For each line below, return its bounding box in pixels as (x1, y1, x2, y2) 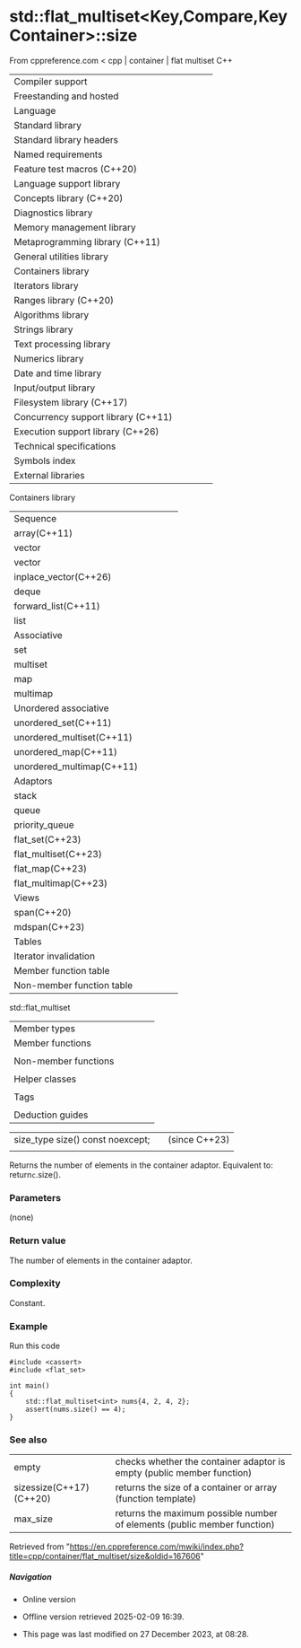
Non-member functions (13, 1055, 115, 1067)
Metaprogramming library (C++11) (13, 235, 161, 248)
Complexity (9, 1277, 61, 1290)
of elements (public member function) (115, 1519, 275, 1531)
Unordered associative (13, 702, 109, 714)
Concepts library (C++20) (13, 191, 124, 204)
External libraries (13, 469, 85, 481)
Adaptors (13, 775, 53, 787)
